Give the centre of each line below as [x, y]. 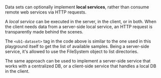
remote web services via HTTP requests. [46, 12]
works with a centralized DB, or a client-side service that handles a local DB [81, 66]
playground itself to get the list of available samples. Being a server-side [77, 46]
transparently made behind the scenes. [44, 32]
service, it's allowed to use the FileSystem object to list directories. [72, 51]
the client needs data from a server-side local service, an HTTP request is [79, 27]
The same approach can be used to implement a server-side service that [78, 61]
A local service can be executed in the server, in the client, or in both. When [81, 22]
